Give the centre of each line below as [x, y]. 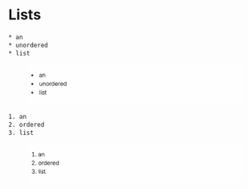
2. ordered [26, 125]
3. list [21, 133]
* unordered [28, 45]
